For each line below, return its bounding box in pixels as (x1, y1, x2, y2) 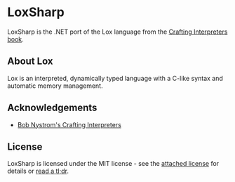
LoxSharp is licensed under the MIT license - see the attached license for (7, 160, 220, 168)
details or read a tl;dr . (7, 167, 69, 176)
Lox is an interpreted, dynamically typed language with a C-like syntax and (7, 74, 223, 82)
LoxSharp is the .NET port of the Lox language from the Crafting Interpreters (7, 27, 228, 36)
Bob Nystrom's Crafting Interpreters (17, 120, 121, 129)
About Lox (7, 56, 54, 67)
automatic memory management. (7, 82, 103, 90)
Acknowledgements (7, 102, 98, 114)
